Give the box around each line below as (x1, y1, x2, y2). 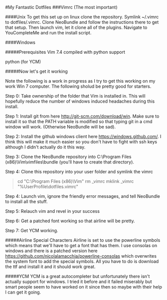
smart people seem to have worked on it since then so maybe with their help (5, 284, 162, 290)
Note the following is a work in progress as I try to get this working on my (5, 78, 156, 84)
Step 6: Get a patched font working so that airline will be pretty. (5, 218, 136, 224)
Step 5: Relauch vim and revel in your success (5, 208, 100, 214)
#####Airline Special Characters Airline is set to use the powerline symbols (5, 237, 161, 243)
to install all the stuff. (5, 199, 48, 204)
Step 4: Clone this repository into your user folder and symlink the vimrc (5, 169, 153, 174)
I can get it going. (5, 289, 41, 295)
